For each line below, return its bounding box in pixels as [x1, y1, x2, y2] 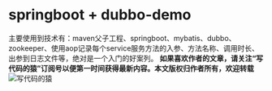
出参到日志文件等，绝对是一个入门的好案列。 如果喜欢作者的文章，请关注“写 [8, 53, 264, 63]
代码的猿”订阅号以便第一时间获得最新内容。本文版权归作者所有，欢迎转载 [8, 63, 254, 73]
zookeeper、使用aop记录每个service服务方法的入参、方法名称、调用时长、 [8, 43, 260, 53]
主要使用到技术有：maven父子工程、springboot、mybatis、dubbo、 [8, 33, 236, 43]
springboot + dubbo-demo [8, 6, 192, 24]
